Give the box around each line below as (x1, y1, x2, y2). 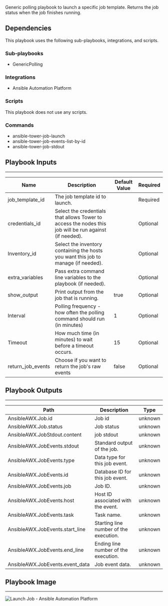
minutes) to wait (54, 336, 93, 343)
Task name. (94, 511, 121, 518)
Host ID (94, 491, 112, 498)
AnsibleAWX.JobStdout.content (7, 431, 81, 438)
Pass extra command (54, 268, 104, 275)
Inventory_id (7, 250, 36, 257)
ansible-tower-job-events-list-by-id (12, 138, 86, 144)
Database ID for (94, 468, 131, 475)
